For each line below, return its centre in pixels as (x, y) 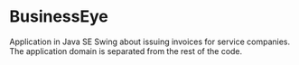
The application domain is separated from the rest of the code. (126, 51)
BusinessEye (59, 17)
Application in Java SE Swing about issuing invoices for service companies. (150, 42)
